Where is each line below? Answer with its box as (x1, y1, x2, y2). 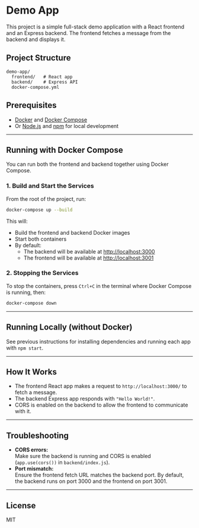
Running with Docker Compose (6, 145, 123, 155)
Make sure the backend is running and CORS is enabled (14, 453, 151, 460)
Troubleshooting (6, 430, 69, 440)
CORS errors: (14, 446, 49, 453)
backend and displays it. (6, 36, 66, 43)
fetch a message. (14, 389, 57, 396)
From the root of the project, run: (6, 195, 86, 202)
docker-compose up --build (6, 207, 73, 213)
